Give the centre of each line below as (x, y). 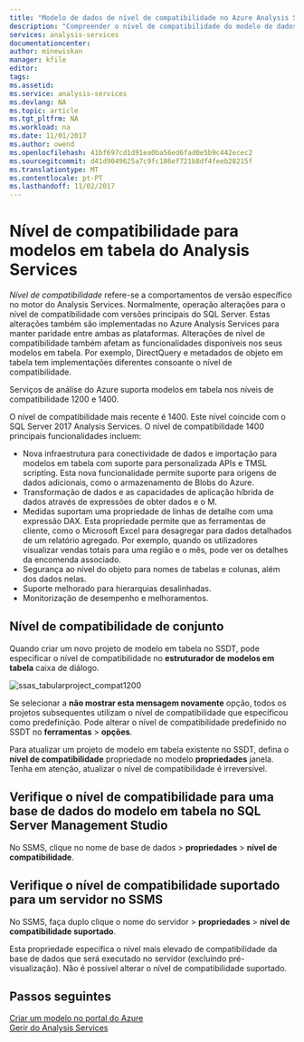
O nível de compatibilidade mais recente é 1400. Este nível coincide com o (148, 417)
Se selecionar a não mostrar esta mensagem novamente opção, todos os (148, 703)
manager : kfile (38, 60)
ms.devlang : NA (38, 102)
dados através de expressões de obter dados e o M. (119, 502)
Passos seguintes (60, 996)
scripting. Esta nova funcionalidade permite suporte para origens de (150, 473)
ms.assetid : (32, 85)
